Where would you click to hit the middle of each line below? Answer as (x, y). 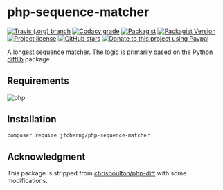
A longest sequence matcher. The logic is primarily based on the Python (110, 52)
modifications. (28, 181)
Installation (32, 119)
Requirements (38, 81)
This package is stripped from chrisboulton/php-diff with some (97, 173)
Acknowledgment (46, 156)
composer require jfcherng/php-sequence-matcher (79, 135)
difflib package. (29, 59)
